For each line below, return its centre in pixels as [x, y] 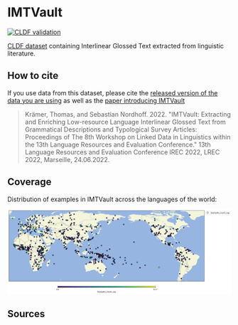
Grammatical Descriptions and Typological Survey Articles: [111, 129]
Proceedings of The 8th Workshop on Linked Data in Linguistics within [128, 137]
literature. [21, 53]
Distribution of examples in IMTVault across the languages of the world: [112, 199]
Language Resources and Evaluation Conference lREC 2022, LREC [122, 152]
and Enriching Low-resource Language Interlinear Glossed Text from [125, 122]
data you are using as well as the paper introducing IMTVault [96, 100]
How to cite [33, 76]
